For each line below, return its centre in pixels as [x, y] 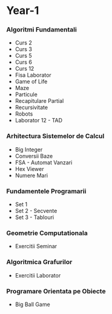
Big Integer [29, 149]
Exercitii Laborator [38, 275]
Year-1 [23, 11]
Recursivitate [31, 108]
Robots [24, 114]
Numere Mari [31, 175]
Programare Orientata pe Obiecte [56, 291]
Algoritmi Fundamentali [41, 30]
